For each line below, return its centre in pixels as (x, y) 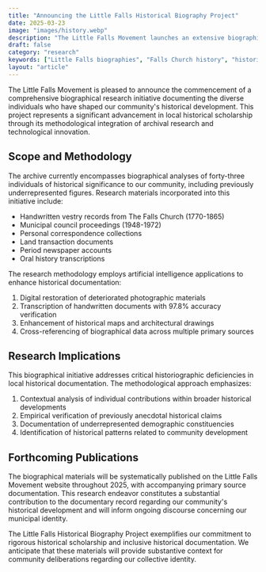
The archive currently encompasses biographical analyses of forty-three (127, 176)
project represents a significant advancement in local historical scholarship (131, 115)
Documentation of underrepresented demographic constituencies (127, 424)
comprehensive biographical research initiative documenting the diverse (126, 98)
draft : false (30, 45)
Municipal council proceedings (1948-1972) (91, 225)
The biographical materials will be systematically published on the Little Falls (133, 477)
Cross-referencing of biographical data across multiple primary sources (137, 331)
